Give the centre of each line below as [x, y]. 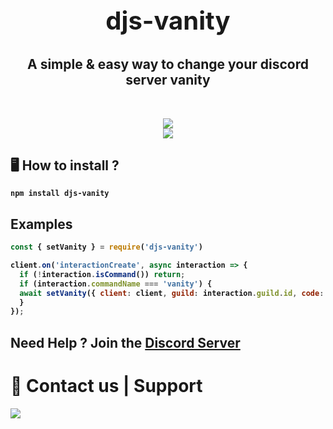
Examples [41, 224]
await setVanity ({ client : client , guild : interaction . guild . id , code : [172, 293]
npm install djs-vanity [60, 194]
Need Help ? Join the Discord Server [125, 342]
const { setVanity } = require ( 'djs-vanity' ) [106, 247]
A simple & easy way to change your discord [168, 64]
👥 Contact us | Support [106, 385]
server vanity [168, 80]
